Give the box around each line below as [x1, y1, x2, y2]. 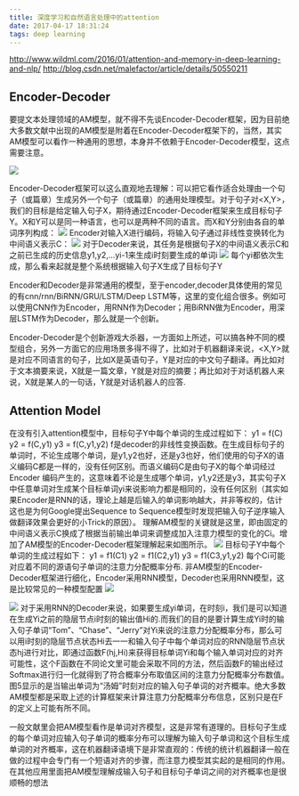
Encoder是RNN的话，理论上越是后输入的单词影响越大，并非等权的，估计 [16, 495, 283, 505]
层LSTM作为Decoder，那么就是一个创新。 [9, 313, 165, 324]
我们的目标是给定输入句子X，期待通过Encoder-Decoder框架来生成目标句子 [9, 206, 283, 216]
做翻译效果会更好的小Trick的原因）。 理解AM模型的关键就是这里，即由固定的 [9, 517, 287, 527]
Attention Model [9, 402, 101, 418]
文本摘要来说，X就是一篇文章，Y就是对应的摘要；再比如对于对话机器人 [16, 366, 278, 377]
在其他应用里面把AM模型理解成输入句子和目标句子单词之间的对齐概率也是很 [9, 767, 287, 776]
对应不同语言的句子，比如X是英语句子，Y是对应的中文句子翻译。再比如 [16, 354, 278, 365]
